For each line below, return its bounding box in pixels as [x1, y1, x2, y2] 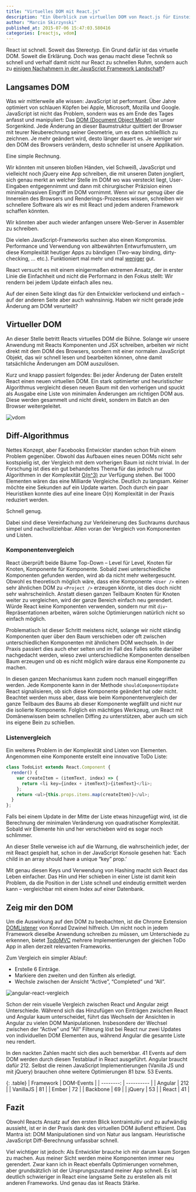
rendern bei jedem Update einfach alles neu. [6, 279, 113, 286]
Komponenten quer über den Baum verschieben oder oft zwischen [6, 633, 166, 640]
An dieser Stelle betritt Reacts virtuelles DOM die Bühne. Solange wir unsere [6, 335, 190, 342]
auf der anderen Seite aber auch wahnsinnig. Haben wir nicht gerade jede [6, 296, 184, 303]
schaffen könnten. [6, 207, 50, 214]
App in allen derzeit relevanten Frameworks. [6, 942, 112, 949]
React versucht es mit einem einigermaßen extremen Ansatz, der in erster [6, 266, 184, 273]
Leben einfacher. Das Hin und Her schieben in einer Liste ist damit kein [6, 873, 176, 880]
